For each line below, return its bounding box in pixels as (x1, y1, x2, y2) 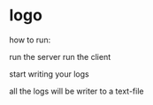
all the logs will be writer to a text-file (9, 86, 144, 96)
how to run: (9, 34, 51, 45)
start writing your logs (9, 68, 90, 79)
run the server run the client (9, 51, 111, 62)
